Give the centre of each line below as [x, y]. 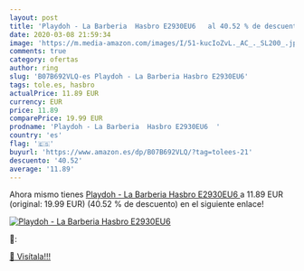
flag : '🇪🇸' [32, 144]
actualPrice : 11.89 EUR [54, 93]
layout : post [34, 18]
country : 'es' [36, 135]
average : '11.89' [42, 169]
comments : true [38, 51]
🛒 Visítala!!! [30, 257]
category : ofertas [44, 60]
